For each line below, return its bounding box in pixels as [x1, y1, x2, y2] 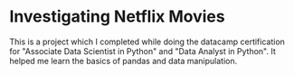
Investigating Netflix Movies [9, 6, 225, 27]
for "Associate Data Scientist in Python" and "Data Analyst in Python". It [9, 45, 276, 56]
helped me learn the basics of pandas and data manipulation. [9, 55, 238, 66]
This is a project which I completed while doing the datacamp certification [9, 36, 285, 47]
